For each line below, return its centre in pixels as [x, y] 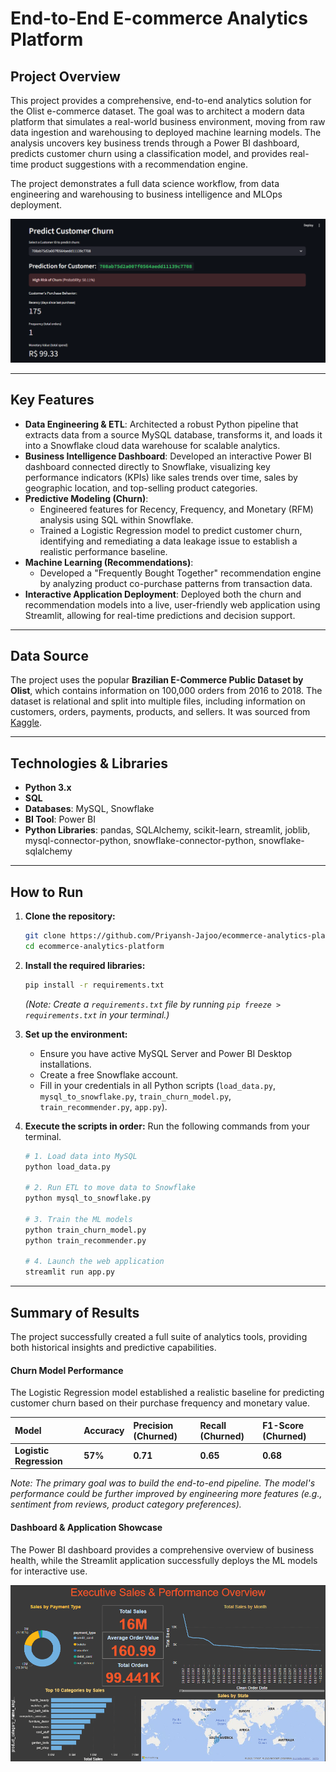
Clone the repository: [70, 916]
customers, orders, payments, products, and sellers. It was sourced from [160, 712]
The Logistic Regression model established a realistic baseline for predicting [167, 1393]
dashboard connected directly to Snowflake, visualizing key [147, 466]
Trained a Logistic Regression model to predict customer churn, [171, 530]
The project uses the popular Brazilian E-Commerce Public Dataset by [157, 680]
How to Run [47, 892]
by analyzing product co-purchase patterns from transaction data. [176, 583]
